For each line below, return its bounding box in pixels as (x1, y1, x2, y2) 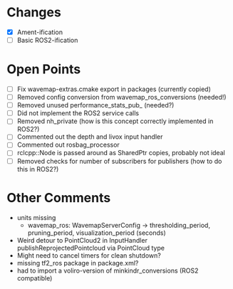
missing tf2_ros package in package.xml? (16, 258, 139, 267)
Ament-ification (16, 28, 63, 36)
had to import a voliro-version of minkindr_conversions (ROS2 (16, 266, 199, 275)
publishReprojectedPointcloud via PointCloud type (16, 243, 165, 252)
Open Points (6, 61, 81, 78)
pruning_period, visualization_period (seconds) (27, 228, 167, 237)
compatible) (16, 273, 53, 282)
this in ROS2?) (16, 164, 59, 173)
